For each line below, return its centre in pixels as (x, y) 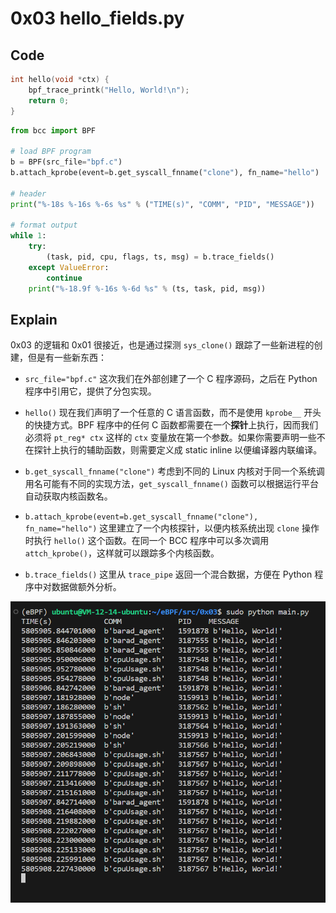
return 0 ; (49, 100)
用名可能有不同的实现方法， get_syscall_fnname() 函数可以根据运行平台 (171, 484)
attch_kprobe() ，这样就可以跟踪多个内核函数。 (122, 553)
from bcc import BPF (53, 130)
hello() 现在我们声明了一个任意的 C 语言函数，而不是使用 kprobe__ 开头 (173, 413)
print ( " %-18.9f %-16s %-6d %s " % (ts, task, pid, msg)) (147, 288)
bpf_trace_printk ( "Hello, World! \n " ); (109, 90)
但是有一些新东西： (67, 358)
